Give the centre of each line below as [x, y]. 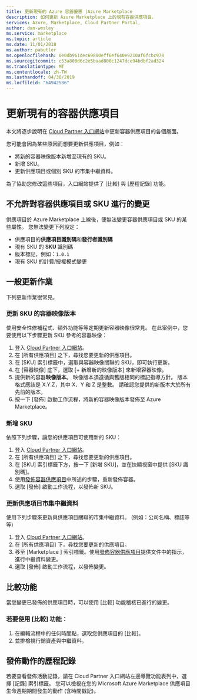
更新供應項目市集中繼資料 [42, 504]
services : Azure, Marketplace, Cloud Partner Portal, [74, 22]
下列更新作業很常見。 [32, 297]
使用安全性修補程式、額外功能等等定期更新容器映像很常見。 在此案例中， [94, 327]
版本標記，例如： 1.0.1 [42, 254]
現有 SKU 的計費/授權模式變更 [51, 261]
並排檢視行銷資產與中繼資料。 [51, 640]
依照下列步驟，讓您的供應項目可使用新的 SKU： [64, 438]
